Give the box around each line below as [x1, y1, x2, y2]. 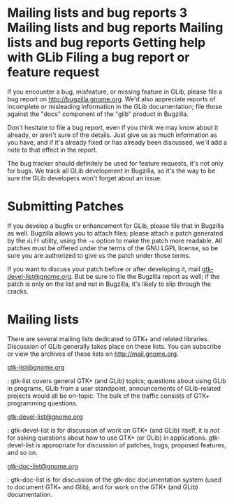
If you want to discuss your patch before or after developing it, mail [7, 264, 200, 273]
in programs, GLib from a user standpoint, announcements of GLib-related [7, 384, 221, 392]
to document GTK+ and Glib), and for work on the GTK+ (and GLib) [7, 482, 199, 491]
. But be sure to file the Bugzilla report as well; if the [71, 272, 220, 280]
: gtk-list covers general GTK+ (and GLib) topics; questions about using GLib [7, 376, 227, 385]
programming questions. [7, 398, 78, 407]
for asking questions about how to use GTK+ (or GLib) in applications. [7, 433, 207, 442]
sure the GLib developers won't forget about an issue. [7, 173, 162, 182]
